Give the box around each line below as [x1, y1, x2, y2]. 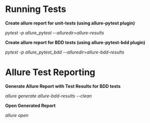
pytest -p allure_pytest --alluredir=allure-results [5, 29, 104, 35]
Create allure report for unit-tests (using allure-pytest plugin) [5, 20, 135, 26]
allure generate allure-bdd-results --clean [5, 92, 92, 98]
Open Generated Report [5, 102, 56, 108]
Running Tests [5, 3, 66, 15]
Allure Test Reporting [5, 66, 95, 78]
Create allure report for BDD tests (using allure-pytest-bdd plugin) [5, 39, 145, 45]
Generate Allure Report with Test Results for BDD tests [5, 83, 121, 89]
